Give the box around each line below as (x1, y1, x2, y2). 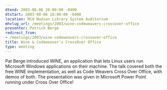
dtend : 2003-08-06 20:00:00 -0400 (5, 7, 77, 12)
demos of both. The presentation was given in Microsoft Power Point (5, 74, 146, 80)
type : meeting (5, 44, 35, 49)
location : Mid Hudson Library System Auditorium (5, 16, 108, 21)
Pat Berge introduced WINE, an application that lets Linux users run (5, 58, 144, 64)
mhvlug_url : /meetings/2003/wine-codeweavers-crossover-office (5, 21, 140, 26)
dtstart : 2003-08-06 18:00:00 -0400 (5, 12, 81, 17)
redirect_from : (5, 30, 37, 35)
